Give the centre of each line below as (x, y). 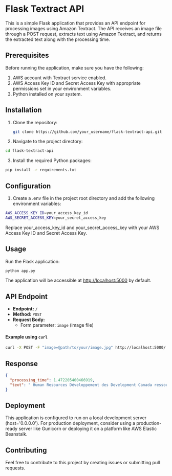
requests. (15, 468)
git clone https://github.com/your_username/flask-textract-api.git (87, 132)
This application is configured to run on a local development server (76, 418)
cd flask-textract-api (29, 151)
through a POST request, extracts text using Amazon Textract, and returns (84, 34)
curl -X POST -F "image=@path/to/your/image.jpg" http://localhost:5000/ (86, 348)
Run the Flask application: (33, 261)
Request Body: (29, 320)
